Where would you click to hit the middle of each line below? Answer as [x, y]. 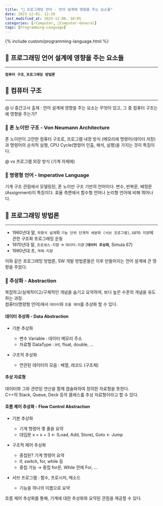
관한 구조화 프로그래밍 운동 [37, 239]
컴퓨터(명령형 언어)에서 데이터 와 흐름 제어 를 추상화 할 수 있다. [61, 304]
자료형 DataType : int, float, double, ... [56, 344]
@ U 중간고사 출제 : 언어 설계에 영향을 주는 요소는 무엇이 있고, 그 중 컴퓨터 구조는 [81, 107]
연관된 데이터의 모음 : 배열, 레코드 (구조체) [59, 365]
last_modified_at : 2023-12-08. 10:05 [43, 18]
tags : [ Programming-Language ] [36, 28]
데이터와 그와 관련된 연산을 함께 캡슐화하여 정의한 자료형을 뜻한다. [67, 388]
